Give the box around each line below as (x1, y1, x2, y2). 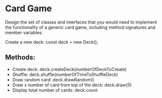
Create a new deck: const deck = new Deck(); (5, 39, 98, 45)
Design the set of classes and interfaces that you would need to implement (5, 19, 157, 25)
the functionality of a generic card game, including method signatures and (5, 24, 156, 30)
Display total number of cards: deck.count (12, 87, 97, 93)
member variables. (5, 29, 43, 35)
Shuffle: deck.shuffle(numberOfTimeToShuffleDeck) (12, 72, 118, 77)
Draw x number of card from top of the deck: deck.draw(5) (12, 82, 132, 88)
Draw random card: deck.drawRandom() (12, 76, 95, 82)
